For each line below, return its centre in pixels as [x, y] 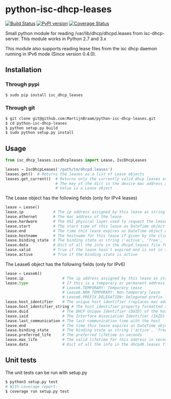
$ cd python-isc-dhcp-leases [36, 123]
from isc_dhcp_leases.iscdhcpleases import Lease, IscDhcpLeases [76, 160]
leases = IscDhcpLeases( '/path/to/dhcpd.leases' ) [59, 169]
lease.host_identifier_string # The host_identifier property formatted [84, 307]
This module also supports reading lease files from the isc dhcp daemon [81, 48]
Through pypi [22, 84]
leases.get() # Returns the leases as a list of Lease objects [75, 174]
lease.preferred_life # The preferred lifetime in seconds [74, 335]
